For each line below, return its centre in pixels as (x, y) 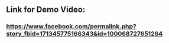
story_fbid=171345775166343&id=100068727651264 (84, 34)
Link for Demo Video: (46, 10)
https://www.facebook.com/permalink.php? (71, 27)
